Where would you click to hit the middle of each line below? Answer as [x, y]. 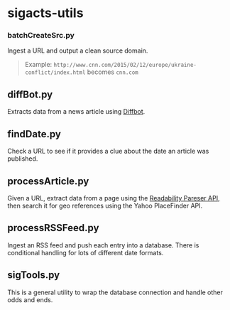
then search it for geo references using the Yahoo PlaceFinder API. [105, 205]
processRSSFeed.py [53, 228]
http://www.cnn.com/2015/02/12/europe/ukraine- [125, 65]
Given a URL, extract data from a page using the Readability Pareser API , [114, 198]
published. [23, 159]
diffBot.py [30, 94]
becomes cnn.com [113, 72]
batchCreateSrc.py [41, 36]
